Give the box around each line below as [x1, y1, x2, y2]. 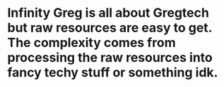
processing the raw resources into [7, 50, 213, 66]
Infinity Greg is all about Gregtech [7, 5, 210, 21]
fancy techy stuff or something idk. [7, 65, 218, 81]
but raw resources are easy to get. [7, 20, 213, 36]
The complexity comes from [7, 35, 176, 51]
